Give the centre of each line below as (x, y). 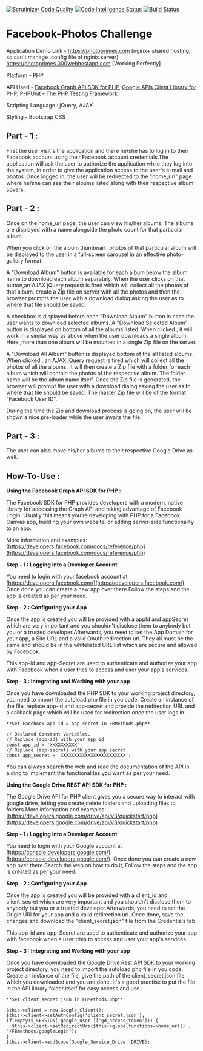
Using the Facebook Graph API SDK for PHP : (64, 491)
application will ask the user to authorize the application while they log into (99, 163)
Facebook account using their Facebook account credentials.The (87, 157)
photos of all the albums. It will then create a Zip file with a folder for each (98, 366)
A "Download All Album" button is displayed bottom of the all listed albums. (100, 354)
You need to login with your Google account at (64, 846)
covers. (16, 189)
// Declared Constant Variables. (48, 734)
